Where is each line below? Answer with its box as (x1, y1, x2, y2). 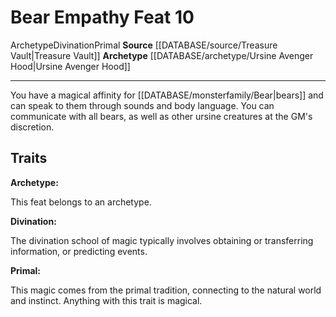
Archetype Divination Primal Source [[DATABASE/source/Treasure (10, 39, 278, 51)
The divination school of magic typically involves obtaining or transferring (10, 234, 314, 246)
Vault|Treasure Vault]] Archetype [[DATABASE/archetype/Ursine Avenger (10, 49, 314, 61)
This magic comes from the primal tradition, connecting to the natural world (10, 284, 322, 296)
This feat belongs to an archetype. (10, 196, 152, 208)
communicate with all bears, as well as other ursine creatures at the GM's (10, 110, 313, 122)
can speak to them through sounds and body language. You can (10, 99, 275, 111)
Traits (10, 150, 48, 167)
